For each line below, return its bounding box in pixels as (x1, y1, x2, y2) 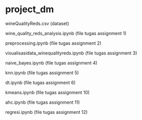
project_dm (5, 4, 54, 15)
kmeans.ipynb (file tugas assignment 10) (5, 89, 90, 95)
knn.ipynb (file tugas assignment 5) (5, 70, 79, 76)
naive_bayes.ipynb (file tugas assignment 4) (5, 59, 98, 66)
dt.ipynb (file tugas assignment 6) (5, 79, 76, 85)
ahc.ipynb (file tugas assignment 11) (5, 99, 80, 105)
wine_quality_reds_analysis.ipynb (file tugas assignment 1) (5, 30, 127, 36)
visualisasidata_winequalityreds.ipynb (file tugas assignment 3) (5, 50, 137, 56)
